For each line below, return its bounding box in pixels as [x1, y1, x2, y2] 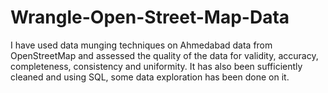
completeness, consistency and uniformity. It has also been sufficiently [10, 60, 303, 72]
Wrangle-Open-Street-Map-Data [10, 6, 290, 29]
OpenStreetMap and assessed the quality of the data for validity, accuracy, [10, 49, 319, 61]
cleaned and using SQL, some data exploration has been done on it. [10, 71, 290, 83]
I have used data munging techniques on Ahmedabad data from [10, 39, 273, 51]
